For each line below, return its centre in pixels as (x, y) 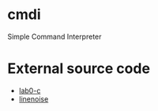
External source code (79, 69)
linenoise (34, 99)
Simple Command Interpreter (55, 36)
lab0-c (30, 90)
